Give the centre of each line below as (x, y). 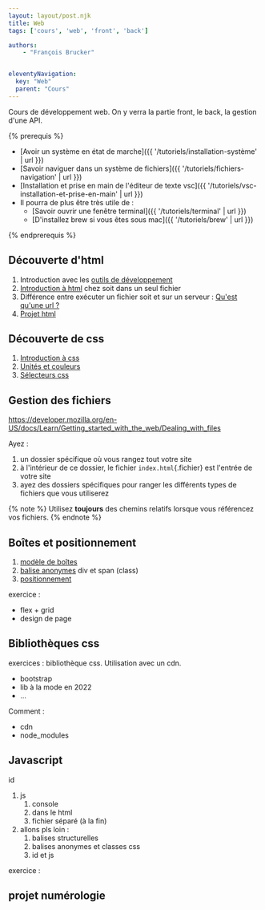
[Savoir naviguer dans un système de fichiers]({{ (100, 168)
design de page (46, 619)
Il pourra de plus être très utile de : (77, 202)
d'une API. (25, 120)
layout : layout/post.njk (50, 16)
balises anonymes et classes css (86, 846)
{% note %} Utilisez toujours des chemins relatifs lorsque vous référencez (131, 509)
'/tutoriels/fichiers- (213, 168)
